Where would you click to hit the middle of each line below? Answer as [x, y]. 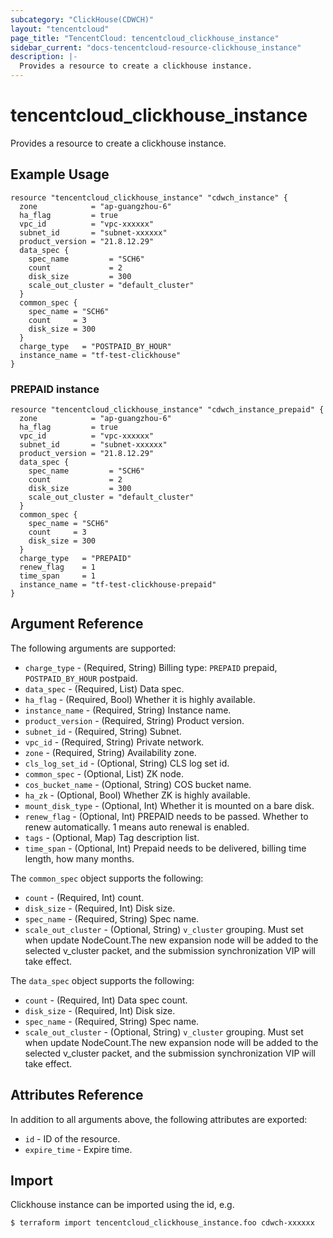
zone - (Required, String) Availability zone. [110, 752]
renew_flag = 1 [58, 567]
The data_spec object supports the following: [102, 980]
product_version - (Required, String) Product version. [134, 720]
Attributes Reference [77, 1095]
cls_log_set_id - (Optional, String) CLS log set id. [127, 763]
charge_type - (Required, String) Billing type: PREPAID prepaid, [151, 667]
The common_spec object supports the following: [107, 878]
